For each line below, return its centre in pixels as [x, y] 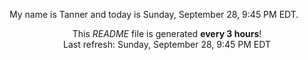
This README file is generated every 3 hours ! [167, 33]
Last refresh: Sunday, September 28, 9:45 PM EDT [167, 44]
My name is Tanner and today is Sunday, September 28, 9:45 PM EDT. [154, 14]
